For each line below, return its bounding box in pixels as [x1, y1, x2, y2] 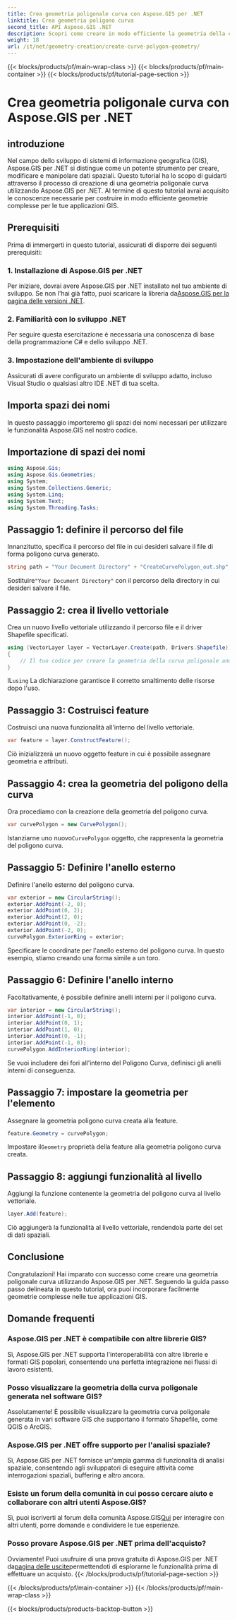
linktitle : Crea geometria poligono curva [7, 17, 134, 24]
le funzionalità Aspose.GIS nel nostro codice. [7, 425, 138, 434]
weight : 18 [7, 37, 39, 44]
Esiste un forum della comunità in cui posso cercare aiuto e [7, 1489, 214, 1499]
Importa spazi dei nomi [7, 399, 111, 411]
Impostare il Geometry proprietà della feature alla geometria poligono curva [7, 1142, 221, 1151]
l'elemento [7, 1098, 56, 1110]
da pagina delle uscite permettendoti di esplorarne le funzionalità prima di [7, 1562, 219, 1571]
